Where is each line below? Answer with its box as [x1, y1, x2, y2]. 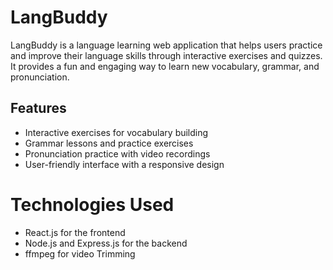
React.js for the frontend [24, 226, 126, 238]
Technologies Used [10, 193, 175, 216]
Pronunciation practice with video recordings [24, 147, 211, 160]
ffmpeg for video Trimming [24, 247, 136, 260]
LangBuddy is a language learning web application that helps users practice [10, 39, 323, 51]
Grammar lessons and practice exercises [24, 137, 194, 149]
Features [10, 100, 67, 117]
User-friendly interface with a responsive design [24, 158, 225, 170]
